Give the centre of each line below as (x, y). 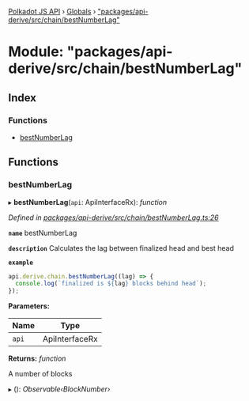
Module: (36, 52)
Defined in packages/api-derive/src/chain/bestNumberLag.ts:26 (113, 218)
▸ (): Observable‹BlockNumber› (59, 389)
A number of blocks (40, 374)
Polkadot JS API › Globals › (52, 11)
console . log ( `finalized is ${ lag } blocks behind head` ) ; (111, 284)
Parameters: (29, 306)
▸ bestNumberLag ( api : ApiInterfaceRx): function (88, 202)
